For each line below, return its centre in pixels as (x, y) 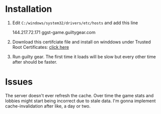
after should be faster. (35, 62)
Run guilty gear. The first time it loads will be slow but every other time (84, 57)
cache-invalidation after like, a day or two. (48, 106)
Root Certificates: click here (40, 47)
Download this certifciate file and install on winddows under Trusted (81, 42)
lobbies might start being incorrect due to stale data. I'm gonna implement (80, 101)
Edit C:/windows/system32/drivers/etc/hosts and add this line (75, 23)
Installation (29, 9)
